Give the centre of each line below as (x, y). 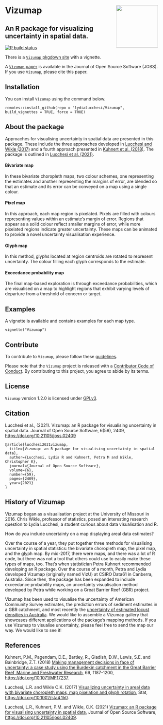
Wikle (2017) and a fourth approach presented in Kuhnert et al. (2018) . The (79, 149)
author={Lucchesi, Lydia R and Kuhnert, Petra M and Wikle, (71, 457)
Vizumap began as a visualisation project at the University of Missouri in (77, 514)
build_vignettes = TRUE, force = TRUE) (45, 112)
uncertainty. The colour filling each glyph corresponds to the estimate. (75, 262)
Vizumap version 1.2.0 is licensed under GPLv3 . (51, 398)
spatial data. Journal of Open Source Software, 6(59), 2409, (65, 430)
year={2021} (22, 483)
